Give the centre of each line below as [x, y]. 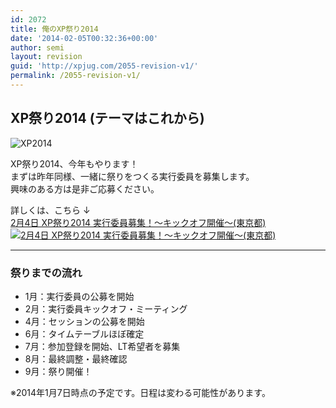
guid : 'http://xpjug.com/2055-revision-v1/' [104, 66]
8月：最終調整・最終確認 [76, 358]
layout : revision [46, 57]
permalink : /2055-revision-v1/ [75, 76]
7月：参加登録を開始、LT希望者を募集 [102, 346]
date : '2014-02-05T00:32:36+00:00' [84, 38]
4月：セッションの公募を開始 [84, 321]
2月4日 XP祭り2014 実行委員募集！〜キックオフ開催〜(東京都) [138, 222]
